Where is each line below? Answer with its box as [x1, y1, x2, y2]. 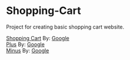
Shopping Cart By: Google [6, 34, 69, 41]
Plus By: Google [6, 41, 45, 48]
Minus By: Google [6, 47, 49, 54]
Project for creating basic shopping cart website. [6, 23, 125, 30]
